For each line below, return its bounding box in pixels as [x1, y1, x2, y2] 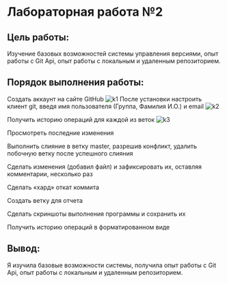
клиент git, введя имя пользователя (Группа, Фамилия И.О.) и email [7, 102, 204, 110]
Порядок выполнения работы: [7, 77, 144, 88]
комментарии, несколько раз [7, 169, 94, 178]
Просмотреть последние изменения [7, 128, 114, 137]
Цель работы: [7, 32, 70, 43]
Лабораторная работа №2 [7, 4, 163, 20]
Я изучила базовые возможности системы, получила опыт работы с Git [7, 261, 217, 269]
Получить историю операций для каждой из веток [7, 115, 155, 123]
